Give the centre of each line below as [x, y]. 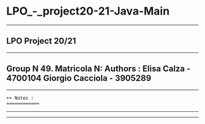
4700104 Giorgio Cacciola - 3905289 [79, 78]
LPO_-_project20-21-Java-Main [88, 11]
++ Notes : [20, 98]
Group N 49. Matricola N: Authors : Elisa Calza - [99, 69]
